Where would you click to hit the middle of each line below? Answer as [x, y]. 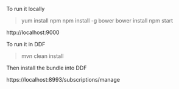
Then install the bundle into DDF [47, 68]
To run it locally [26, 9]
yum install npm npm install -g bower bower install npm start [97, 20]
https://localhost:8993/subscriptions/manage [63, 80]
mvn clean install [42, 56]
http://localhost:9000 [33, 32]
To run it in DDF [26, 44]
